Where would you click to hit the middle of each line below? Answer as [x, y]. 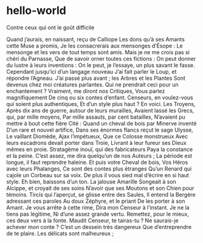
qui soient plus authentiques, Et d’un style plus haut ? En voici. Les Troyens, [101, 104]
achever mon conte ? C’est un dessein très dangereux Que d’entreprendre [99, 227]
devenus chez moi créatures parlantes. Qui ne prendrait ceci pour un [92, 84]
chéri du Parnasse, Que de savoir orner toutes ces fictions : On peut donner [101, 58]
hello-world [36, 11]
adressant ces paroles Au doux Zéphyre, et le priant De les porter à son [96, 201]
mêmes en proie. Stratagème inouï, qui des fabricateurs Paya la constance [100, 149]
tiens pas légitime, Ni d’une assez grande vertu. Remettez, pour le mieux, [98, 214]
